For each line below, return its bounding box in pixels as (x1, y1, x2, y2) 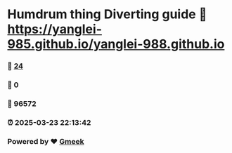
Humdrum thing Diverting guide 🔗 (7, 6, 207, 22)
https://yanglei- (7, 21, 102, 37)
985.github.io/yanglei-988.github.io (7, 36, 225, 52)
